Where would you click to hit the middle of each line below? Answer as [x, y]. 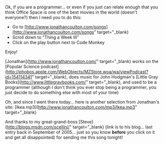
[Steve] [86, 122]
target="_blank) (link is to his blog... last [113, 127]
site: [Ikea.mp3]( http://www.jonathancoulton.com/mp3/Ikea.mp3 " [71, 107]
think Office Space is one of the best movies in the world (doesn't [71, 12]
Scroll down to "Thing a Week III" [46, 37]
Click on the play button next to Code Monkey [58, 42]
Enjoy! [12, 52]
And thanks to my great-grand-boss [41, 122]
